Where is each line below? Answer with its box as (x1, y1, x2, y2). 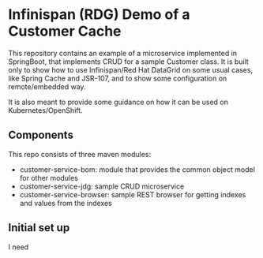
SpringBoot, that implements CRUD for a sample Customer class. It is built (8, 57, 249, 66)
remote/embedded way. (8, 81, 86, 92)
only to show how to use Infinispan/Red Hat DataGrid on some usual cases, (8, 65, 254, 74)
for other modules (19, 173, 79, 182)
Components (8, 129, 73, 142)
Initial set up (8, 221, 70, 234)
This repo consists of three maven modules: (8, 149, 152, 159)
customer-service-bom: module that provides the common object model (19, 164, 255, 174)
